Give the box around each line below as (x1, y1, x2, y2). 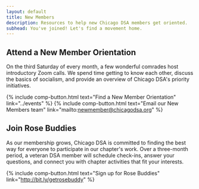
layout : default (6, 8, 46, 15)
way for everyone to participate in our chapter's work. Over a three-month (6, 145, 189, 152)
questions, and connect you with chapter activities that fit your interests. (6, 158, 184, 165)
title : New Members (6, 14, 55, 20)
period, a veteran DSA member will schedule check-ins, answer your (6, 152, 175, 159)
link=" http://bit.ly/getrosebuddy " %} (6, 176, 95, 183)
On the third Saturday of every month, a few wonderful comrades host (6, 63, 179, 70)
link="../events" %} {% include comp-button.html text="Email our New (6, 100, 179, 107)
